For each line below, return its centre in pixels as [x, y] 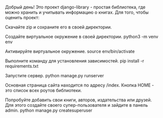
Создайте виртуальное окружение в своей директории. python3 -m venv [82, 37]
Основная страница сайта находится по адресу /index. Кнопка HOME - [80, 85]
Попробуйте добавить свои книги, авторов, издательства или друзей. [79, 100]
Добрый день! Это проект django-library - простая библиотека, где [75, 7]
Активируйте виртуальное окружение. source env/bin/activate [70, 51]
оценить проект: [22, 17]
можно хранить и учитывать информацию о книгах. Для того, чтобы [77, 12]
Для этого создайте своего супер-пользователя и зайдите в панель [77, 105]
